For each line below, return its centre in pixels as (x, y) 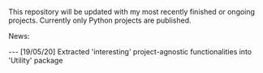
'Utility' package (36, 60)
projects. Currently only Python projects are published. (100, 20)
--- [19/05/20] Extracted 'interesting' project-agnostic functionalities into (130, 52)
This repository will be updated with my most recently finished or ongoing (132, 12)
